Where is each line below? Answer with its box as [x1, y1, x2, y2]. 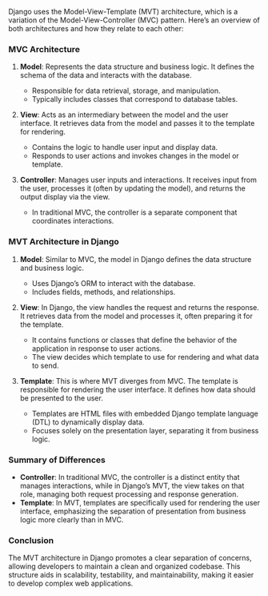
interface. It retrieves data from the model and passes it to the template [19, 119, 255, 128]
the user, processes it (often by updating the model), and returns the [19, 183, 246, 193]
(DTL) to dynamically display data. [31, 417, 145, 427]
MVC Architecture [8, 43, 80, 54]
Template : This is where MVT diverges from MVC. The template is [19, 376, 238, 385]
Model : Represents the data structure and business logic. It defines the [19, 62, 254, 71]
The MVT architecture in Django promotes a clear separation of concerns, [8, 553, 252, 563]
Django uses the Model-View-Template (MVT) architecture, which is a [8, 7, 238, 16]
